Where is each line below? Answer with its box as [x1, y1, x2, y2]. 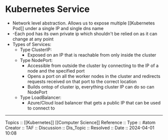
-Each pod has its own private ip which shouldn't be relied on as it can [12, 30, 157, 36]
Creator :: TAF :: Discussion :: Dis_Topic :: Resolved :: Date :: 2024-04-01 [5, 124, 154, 130]
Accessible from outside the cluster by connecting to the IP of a [27, 62, 159, 68]
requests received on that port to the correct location [27, 78, 137, 84]
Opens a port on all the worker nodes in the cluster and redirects [27, 73, 161, 79]
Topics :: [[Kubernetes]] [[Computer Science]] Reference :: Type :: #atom [5, 119, 156, 125]
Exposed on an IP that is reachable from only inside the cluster [27, 51, 156, 58]
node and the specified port [27, 67, 85, 73]
